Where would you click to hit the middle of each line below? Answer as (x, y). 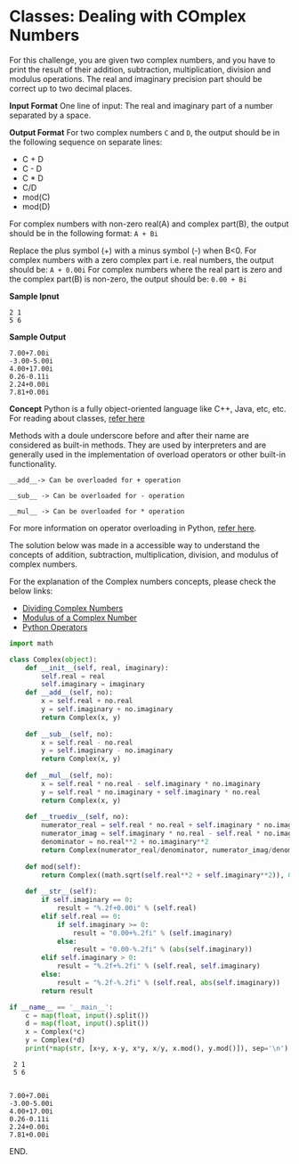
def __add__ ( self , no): (69, 693)
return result (67, 991)
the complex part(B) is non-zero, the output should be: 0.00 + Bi (128, 279)
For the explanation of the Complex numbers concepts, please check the (143, 581)
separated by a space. (50, 115)
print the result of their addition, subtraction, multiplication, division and (140, 70)
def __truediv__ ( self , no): (77, 817)
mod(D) (36, 206)
